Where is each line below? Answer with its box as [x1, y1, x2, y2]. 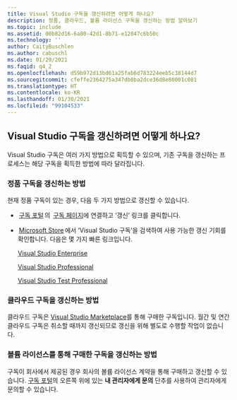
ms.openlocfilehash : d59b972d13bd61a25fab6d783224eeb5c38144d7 [7, 69, 197, 76]
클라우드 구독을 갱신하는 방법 [7, 295, 99, 305]
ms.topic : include [7, 23, 61, 30]
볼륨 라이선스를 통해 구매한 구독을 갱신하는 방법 [7, 350, 157, 360]
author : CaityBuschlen [7, 43, 74, 50]
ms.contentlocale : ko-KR [7, 89, 80, 96]
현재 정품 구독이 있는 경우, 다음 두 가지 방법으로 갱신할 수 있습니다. [7, 196, 190, 204]
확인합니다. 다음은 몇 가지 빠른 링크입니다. [17, 235, 133, 243]
